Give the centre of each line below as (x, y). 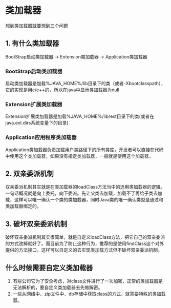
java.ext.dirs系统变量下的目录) (37, 123)
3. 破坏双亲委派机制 (36, 224)
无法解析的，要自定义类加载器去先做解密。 (58, 288)
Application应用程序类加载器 (41, 137)
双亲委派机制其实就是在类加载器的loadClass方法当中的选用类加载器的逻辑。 (85, 187)
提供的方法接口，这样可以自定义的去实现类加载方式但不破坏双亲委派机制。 (84, 250)
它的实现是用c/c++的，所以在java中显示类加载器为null (62, 90)
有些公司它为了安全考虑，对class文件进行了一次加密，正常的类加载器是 (88, 281)
